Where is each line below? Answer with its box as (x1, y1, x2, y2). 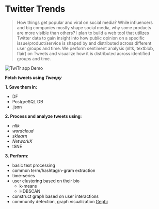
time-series (12, 172, 35, 178)
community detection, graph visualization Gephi (12, 198, 108, 204)
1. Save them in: (5, 84, 37, 90)
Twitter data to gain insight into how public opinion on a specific (16, 35, 145, 41)
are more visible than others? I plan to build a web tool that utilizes (16, 30, 149, 36)
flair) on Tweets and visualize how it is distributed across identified (16, 50, 150, 57)
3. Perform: (5, 152, 29, 159)
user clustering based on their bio (12, 178, 80, 184)
